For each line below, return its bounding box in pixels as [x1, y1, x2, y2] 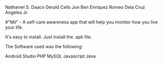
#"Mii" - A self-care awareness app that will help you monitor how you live [5, 19, 158, 25]
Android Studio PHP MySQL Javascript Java [5, 53, 96, 59]
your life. [5, 24, 23, 30]
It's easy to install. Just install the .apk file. [5, 34, 92, 40]
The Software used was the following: [5, 44, 83, 49]
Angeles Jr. [5, 9, 28, 15]
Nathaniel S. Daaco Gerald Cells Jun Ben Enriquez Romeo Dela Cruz [5, 4, 146, 10]
